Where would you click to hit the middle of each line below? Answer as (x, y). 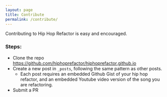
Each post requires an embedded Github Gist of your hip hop (84, 74)
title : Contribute (25, 15)
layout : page (19, 10)
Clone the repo (28, 58)
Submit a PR (25, 90)
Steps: (13, 47)
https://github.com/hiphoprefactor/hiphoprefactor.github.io (74, 63)
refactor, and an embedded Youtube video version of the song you (90, 79)
